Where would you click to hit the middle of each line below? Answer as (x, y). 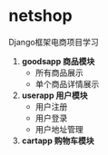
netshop (41, 16)
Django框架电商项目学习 (54, 42)
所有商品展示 (59, 73)
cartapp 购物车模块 (58, 140)
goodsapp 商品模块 (58, 61)
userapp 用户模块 (54, 95)
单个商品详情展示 (67, 83)
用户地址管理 (59, 129)
